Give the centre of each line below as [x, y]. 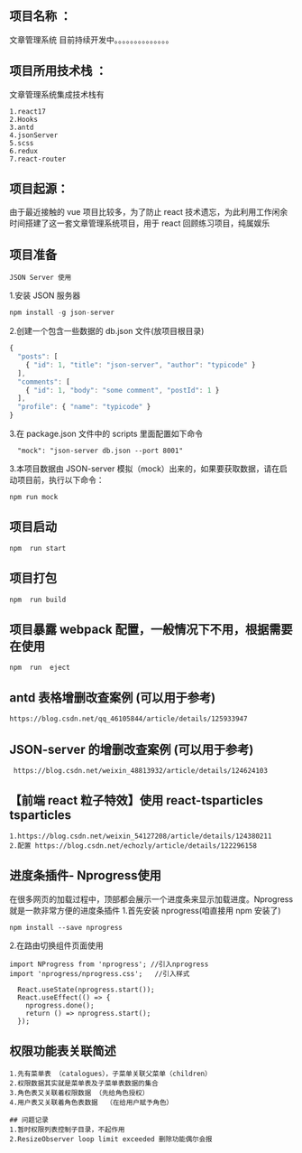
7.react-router [38, 159]
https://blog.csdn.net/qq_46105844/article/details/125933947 [128, 719]
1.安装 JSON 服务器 [45, 295]
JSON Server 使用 [41, 278]
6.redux [24, 151]
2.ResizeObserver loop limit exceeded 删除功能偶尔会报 [111, 1139]
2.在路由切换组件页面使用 [56, 945]
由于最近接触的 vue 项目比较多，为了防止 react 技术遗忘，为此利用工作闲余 [149, 212]
